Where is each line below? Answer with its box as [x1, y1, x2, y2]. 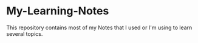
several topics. [6, 30, 43, 37]
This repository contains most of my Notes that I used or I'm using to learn [6, 24, 193, 31]
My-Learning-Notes [6, 4, 109, 18]
